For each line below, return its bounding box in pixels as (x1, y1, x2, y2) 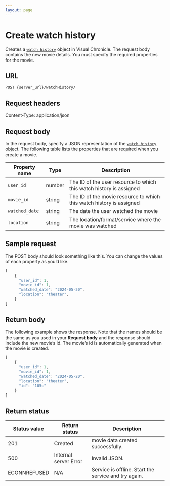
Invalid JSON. (91, 454, 124, 462)
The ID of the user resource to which (69, 178, 156, 186)
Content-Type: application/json (5, 112, 70, 118)
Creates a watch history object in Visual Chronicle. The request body (5, 46, 150, 52)
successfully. (91, 443, 123, 450)
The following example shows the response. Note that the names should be (5, 329, 163, 335)
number (46, 181, 65, 189)
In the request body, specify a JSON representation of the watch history (5, 141, 157, 146)
